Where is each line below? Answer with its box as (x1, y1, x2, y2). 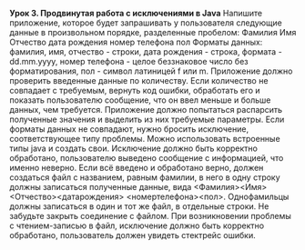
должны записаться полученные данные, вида (9, 182, 192, 192)
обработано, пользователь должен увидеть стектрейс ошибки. (9, 230, 257, 240)
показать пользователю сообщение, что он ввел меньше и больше (9, 95, 271, 105)
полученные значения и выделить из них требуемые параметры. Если (9, 114, 285, 125)
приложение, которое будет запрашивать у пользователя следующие (9, 17, 282, 28)
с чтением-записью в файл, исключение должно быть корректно (9, 220, 265, 231)
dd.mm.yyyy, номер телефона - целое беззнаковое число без (9, 56, 249, 66)
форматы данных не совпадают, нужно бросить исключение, (9, 124, 249, 135)
